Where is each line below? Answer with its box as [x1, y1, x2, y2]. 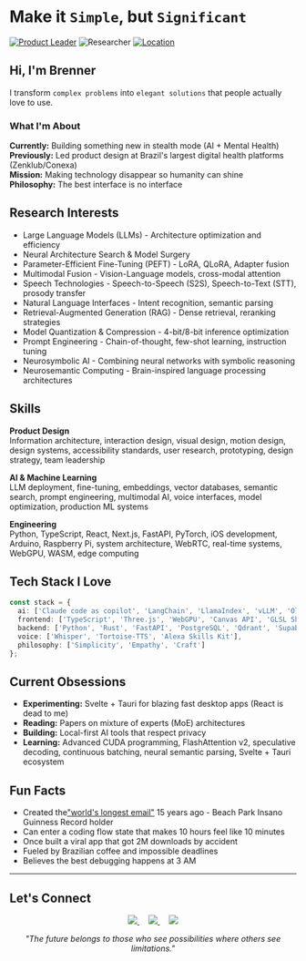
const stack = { [9, 598, 71, 608]
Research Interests [9, 205, 119, 220]
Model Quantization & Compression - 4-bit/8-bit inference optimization [22, 326, 290, 337]
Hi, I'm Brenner [9, 63, 97, 78]
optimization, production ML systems [9, 501, 148, 512]
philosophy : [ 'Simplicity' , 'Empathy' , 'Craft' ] [17, 640, 206, 649]
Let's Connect [9, 890, 91, 905]
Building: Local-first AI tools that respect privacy [22, 727, 207, 739]
